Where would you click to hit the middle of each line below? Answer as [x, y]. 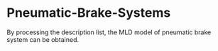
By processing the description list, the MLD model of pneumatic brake [109, 32]
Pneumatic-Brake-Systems [89, 13]
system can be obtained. [43, 39]
